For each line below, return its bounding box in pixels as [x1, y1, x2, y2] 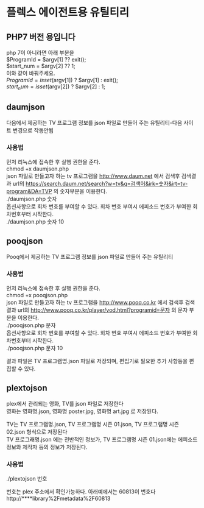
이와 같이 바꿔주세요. [6, 69, 55, 77]
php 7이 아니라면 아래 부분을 [6, 49, 74, 56]
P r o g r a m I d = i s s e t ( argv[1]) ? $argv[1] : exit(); [6, 77, 119, 83]
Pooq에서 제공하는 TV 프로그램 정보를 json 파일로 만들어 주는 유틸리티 [6, 253, 174, 260]
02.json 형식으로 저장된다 [6, 428, 68, 436]
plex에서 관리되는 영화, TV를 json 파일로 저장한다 [6, 400, 124, 407]
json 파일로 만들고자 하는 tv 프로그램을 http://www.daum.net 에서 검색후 [6, 172, 180, 180]
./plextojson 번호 [6, 475, 47, 482]
